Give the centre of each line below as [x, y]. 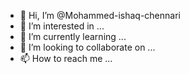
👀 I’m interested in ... [62, 26]
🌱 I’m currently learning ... [73, 36]
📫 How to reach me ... [66, 58]
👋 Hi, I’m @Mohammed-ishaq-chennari [100, 15]
